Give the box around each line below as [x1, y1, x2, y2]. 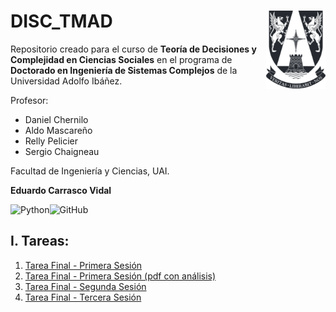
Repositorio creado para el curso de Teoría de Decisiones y [10, 43, 257, 55]
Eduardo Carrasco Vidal [10, 184, 112, 196]
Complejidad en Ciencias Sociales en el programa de [10, 53, 233, 65]
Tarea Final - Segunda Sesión [24, 280, 147, 292]
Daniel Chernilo [24, 113, 89, 125]
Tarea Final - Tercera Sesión [24, 291, 142, 303]
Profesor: [10, 94, 49, 106]
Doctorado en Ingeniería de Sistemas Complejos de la [10, 64, 238, 76]
